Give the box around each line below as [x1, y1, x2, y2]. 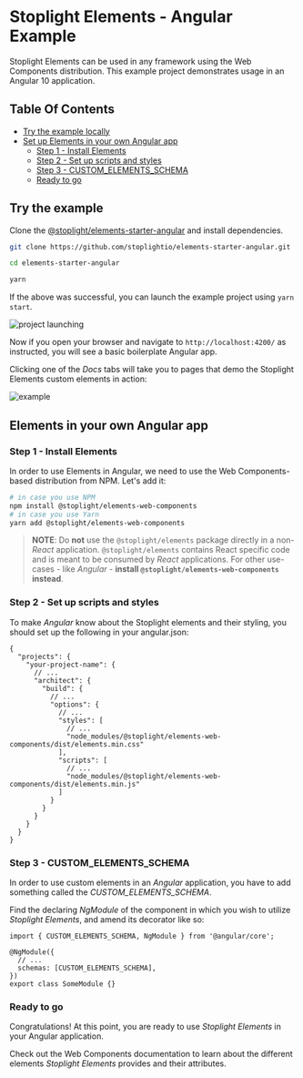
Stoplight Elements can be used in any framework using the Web [9, 56, 252, 66]
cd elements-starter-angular [9, 259, 120, 268]
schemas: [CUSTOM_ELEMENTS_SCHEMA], [17, 963, 157, 972]
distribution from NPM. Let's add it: [35, 475, 167, 486]
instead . [31, 574, 64, 585]
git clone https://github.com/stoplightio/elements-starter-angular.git [9, 242, 291, 251]
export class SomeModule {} [9, 979, 116, 989]
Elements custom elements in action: [9, 373, 147, 384]
